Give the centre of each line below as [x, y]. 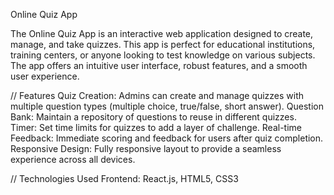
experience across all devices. [73, 159]
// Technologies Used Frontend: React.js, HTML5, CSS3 [124, 178]
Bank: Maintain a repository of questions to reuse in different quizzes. [153, 117]
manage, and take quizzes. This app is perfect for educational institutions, [163, 44]
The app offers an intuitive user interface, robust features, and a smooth [159, 65]
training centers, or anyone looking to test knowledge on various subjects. [163, 55]
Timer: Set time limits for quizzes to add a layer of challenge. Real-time [156, 127]
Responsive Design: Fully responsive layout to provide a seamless [146, 148]
